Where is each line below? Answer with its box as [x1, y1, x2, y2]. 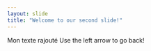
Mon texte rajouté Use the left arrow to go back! [7, 36, 145, 44]
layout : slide [7, 10, 49, 17]
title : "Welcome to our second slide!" [7, 17, 123, 24]
